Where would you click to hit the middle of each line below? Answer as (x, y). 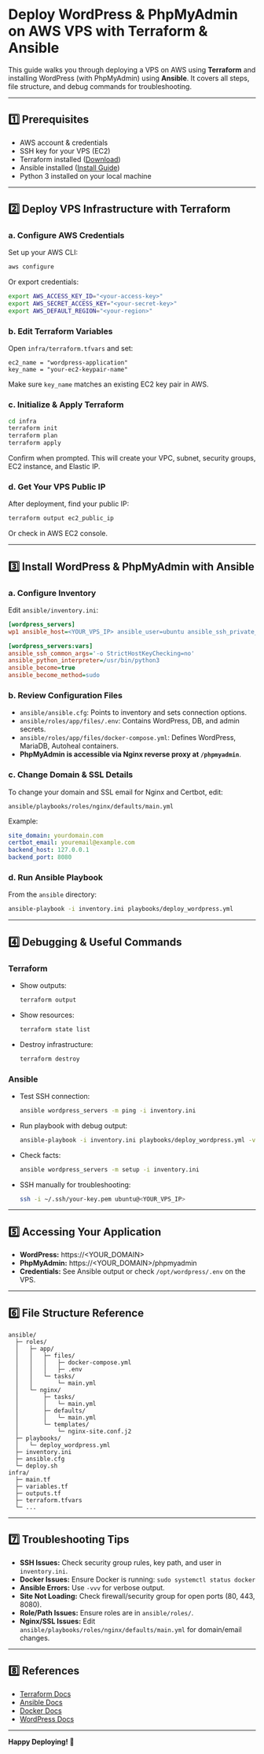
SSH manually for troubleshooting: (75, 1184)
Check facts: (40, 1155)
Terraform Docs (45, 1693)
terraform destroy (49, 1059)
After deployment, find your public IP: (69, 504)
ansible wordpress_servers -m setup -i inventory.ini (109, 1169)
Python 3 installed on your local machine (85, 176)
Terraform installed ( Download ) (70, 159)
